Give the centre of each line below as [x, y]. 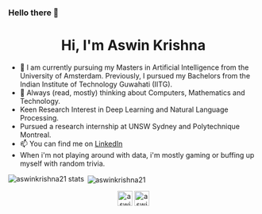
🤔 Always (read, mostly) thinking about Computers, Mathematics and [132, 92]
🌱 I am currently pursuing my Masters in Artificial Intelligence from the [134, 67]
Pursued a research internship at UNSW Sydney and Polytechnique [130, 126]
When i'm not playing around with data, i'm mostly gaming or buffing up [137, 155]
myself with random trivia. [62, 163]
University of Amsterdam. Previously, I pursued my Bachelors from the [135, 75]
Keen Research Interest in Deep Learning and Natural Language [124, 109]
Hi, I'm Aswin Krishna [133, 46]
